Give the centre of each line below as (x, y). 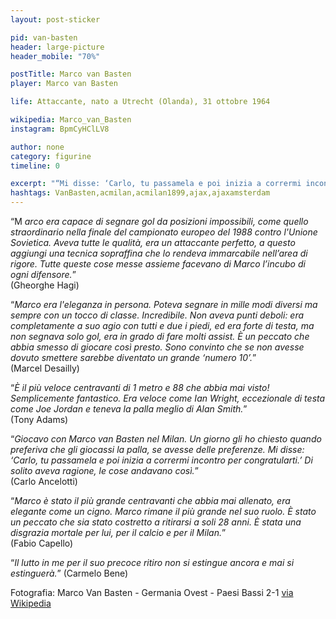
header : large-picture (57, 47)
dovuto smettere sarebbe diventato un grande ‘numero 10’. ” (133, 357)
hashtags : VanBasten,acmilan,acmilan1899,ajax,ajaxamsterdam (140, 193)
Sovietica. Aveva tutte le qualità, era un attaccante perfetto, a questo (153, 242)
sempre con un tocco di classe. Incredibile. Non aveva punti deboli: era (157, 315)
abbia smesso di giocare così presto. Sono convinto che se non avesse (157, 347)
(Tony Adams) (39, 419)
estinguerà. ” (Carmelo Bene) (69, 573)
